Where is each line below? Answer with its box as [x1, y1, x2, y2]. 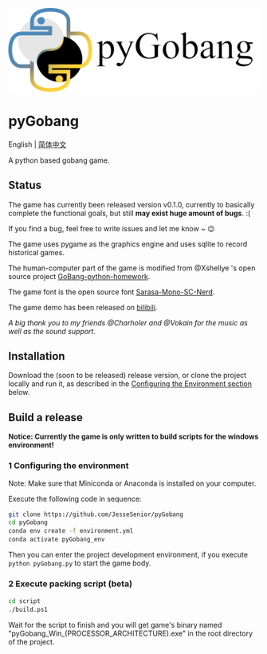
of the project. [8, 637, 55, 647]
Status [8, 179, 42, 192]
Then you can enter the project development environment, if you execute [8, 550, 249, 559]
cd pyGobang [8, 518, 48, 526]
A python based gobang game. [8, 156, 110, 165]
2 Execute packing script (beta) [8, 578, 133, 589]
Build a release [8, 411, 84, 424]
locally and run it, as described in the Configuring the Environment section [8, 379, 253, 388]
